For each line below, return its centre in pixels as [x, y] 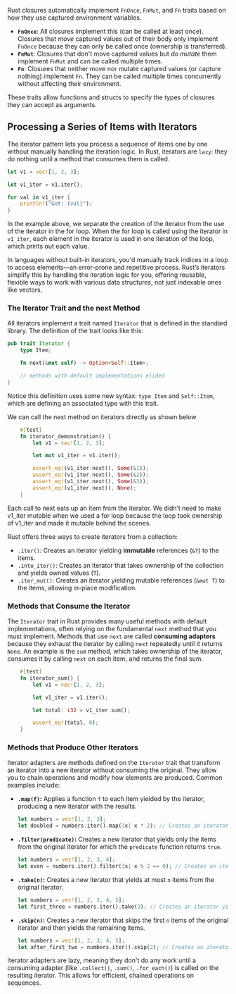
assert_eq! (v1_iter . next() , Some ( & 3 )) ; [91, 482]
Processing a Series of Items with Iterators [102, 127]
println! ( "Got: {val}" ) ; [56, 204]
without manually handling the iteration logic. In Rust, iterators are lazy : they [118, 151]
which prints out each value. [48, 247]
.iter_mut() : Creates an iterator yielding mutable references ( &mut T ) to [121, 580]
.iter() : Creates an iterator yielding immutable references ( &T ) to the [118, 550]
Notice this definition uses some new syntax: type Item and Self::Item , [111, 396]
